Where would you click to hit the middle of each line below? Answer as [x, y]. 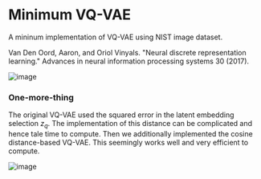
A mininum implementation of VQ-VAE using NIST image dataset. [116, 37]
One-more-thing [41, 97]
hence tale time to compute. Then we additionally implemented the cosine [130, 134]
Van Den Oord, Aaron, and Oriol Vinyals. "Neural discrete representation [127, 52]
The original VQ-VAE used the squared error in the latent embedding [121, 115]
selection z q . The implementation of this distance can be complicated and [130, 124]
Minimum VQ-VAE [69, 15]
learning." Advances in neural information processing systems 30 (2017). [129, 61]
